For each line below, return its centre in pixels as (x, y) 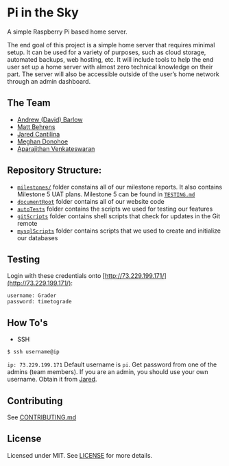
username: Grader (32, 296)
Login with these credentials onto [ (56, 276)
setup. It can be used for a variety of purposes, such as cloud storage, (107, 52)
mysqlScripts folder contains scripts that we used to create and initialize (119, 231)
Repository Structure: (55, 171)
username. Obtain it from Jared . (52, 380)
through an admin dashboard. (49, 81)
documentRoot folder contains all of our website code (91, 201)
